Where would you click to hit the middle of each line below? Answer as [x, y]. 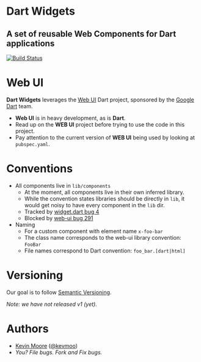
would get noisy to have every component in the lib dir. [94, 205]
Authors [27, 329]
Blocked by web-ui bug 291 [59, 218]
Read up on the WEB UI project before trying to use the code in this [100, 124]
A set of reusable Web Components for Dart [91, 34]
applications [31, 43]
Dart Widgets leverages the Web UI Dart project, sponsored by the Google [100, 100]
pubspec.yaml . [32, 144]
